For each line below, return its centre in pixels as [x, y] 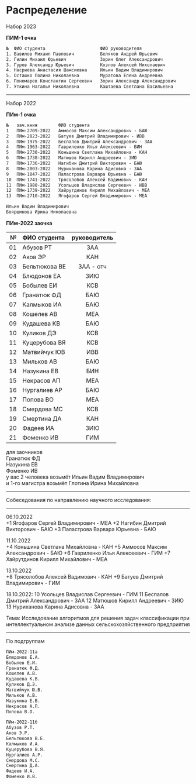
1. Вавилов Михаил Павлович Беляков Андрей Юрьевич [82, 54]
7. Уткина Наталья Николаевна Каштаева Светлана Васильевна [90, 87]
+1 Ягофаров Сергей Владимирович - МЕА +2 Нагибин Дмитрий [86, 523]
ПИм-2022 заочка [29, 223]
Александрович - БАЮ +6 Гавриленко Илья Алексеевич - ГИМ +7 [88, 553]
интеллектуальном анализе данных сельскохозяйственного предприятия [98, 624]
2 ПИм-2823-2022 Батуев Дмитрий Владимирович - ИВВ [75, 136]
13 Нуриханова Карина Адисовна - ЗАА [55, 607]
